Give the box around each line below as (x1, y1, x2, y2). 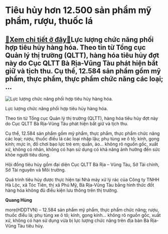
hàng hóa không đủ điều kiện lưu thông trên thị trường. (5, 187, 118, 193)
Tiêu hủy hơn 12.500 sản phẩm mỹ (5, 5, 152, 16)
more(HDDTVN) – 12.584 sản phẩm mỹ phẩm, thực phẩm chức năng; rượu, (5, 207, 159, 213)
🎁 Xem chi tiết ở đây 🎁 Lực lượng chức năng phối (5, 35, 154, 44)
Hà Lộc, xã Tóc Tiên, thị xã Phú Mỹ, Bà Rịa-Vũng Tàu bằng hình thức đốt (5, 182, 154, 188)
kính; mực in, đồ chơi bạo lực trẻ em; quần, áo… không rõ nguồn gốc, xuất (5, 141, 158, 147)
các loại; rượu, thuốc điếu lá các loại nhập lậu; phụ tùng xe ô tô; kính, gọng (5, 136, 159, 141)
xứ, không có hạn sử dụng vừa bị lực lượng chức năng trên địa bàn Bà (5, 217, 149, 223)
